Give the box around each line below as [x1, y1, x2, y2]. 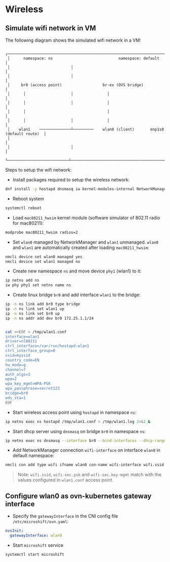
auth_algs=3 [5, 372, 30, 377]
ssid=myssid [5, 353, 30, 358]
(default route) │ [5, 131, 47, 136]
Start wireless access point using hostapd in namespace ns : [12, 409, 137, 415]
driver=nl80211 [5, 339, 37, 344]
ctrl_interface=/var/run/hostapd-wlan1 [5, 343, 90, 348]
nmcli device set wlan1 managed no [5, 259, 80, 264]
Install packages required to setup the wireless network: [12, 177, 130, 183]
